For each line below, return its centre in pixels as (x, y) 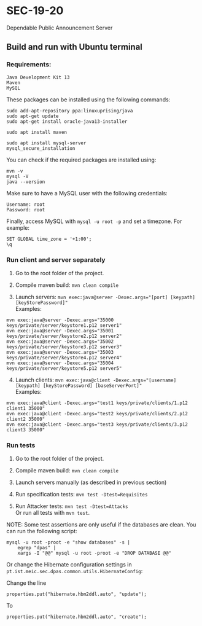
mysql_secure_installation (41, 148)
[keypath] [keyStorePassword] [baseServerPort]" (79, 385)
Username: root (26, 204)
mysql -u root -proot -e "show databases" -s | (68, 542)
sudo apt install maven (37, 132)
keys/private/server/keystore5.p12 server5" (64, 368)
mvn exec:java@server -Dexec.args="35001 (60, 331)
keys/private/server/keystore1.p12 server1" (64, 325)
